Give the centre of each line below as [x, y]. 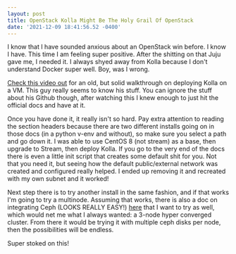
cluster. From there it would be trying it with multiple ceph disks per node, [114, 222]
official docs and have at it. [46, 106]
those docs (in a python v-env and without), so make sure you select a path [117, 134]
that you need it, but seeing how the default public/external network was [113, 164]
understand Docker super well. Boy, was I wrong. [79, 69]
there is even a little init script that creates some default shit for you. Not [112, 156]
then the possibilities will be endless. [61, 230]
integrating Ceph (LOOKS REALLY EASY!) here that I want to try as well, [111, 208]
